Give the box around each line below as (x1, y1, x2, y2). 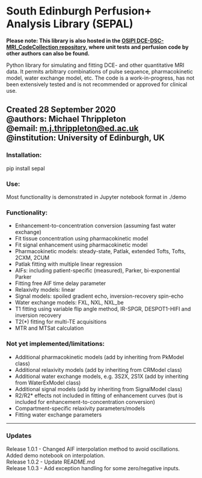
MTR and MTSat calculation (14, 324, 84, 332)
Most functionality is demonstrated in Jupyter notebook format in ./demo (6, 193, 186, 200)
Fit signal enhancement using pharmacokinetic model (14, 241, 148, 248)
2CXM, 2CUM (14, 254, 50, 262)
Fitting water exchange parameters (14, 411, 102, 418)
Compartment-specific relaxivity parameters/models (14, 404, 145, 412)
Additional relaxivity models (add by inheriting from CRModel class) (14, 366, 182, 373)
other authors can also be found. (6, 49, 90, 57)
